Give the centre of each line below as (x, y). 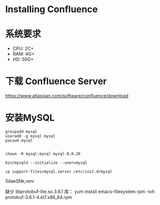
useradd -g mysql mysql (30, 136)
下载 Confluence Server (56, 81)
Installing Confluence (52, 9)
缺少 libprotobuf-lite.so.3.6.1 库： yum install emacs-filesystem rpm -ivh (80, 192)
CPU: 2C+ (23, 49)
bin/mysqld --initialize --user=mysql (46, 163)
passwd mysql (19, 141)
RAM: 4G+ (23, 54)
